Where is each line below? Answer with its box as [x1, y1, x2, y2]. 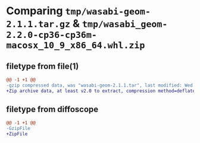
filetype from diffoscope [6, 104, 99, 115]
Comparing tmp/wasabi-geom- [6, 4, 151, 18]
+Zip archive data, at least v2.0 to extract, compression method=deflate [6, 88, 196, 94]
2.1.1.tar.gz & [6, 17, 80, 30]
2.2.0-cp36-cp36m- [6, 30, 97, 41]
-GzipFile [6, 126, 31, 132]
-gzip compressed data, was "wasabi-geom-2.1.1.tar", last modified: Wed [6, 82, 193, 88]
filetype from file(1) [6, 61, 79, 71]
